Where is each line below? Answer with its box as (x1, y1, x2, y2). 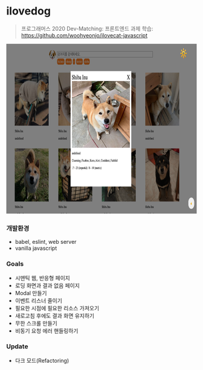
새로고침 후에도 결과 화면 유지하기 (14, 312, 95, 319)
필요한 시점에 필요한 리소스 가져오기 (14, 304, 100, 311)
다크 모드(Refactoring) (14, 357, 69, 364)
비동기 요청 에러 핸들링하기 (14, 327, 79, 334)
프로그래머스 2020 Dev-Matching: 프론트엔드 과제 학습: (21, 25, 153, 32)
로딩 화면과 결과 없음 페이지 (14, 282, 80, 289)
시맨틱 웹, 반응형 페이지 (14, 274, 71, 281)
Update (6, 342, 28, 351)
